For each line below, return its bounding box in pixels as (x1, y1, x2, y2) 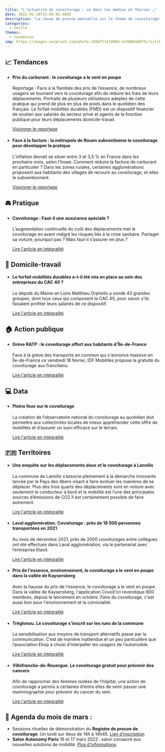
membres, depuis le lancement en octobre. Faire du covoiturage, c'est (12, 594, 154, 600)
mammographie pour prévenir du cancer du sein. (12, 689, 111, 695)
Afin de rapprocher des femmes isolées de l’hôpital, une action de (12, 679, 146, 685)
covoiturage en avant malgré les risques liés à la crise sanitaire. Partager (12, 231, 160, 237)
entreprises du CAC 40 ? (12, 279, 64, 285)
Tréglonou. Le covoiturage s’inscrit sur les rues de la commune (12, 620, 144, 626)
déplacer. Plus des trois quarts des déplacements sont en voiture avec (12, 483, 155, 490)
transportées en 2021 (12, 525, 57, 532)
